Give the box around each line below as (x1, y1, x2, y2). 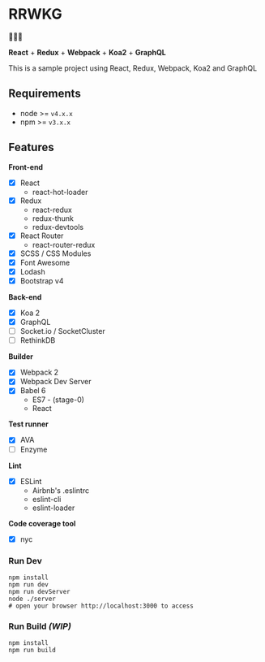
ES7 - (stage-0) (32, 395, 85, 405)
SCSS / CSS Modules (19, 249, 92, 258)
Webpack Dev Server (19, 377, 92, 387)
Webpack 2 (19, 367, 59, 378)
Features (8, 141, 54, 154)
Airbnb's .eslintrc (32, 485, 90, 495)
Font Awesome (19, 257, 71, 267)
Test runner (8, 419, 49, 429)
